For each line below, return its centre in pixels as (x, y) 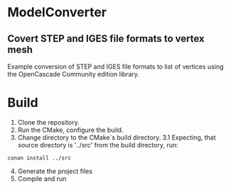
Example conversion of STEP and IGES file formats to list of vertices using (116, 67)
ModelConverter (57, 12)
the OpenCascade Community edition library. (74, 74)
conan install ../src (39, 158)
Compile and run (42, 179)
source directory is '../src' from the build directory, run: (98, 145)
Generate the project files (55, 171)
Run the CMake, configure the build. (70, 130)
